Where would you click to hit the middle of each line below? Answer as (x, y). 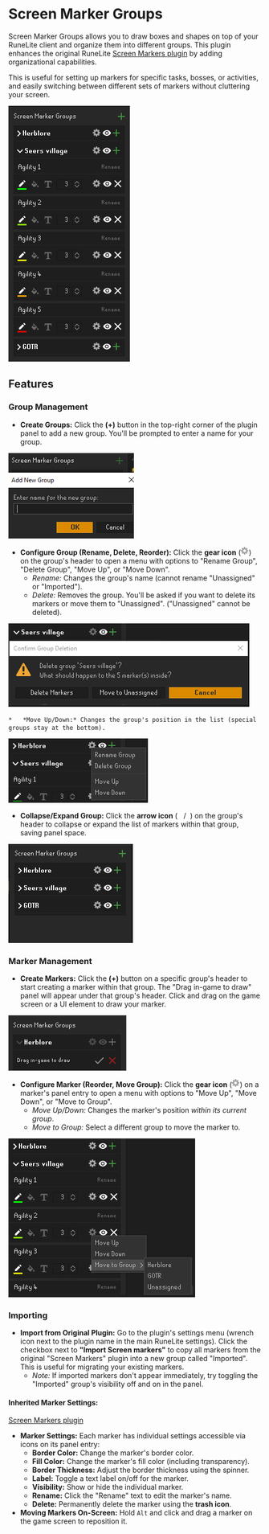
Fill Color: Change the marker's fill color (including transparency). (141, 1462)
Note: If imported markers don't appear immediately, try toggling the (145, 1376)
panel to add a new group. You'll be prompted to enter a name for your (137, 433)
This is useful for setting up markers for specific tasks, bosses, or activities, (134, 77)
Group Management (48, 407)
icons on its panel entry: (60, 1445)
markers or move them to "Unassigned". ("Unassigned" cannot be (141, 603)
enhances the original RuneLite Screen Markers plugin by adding (115, 53)
